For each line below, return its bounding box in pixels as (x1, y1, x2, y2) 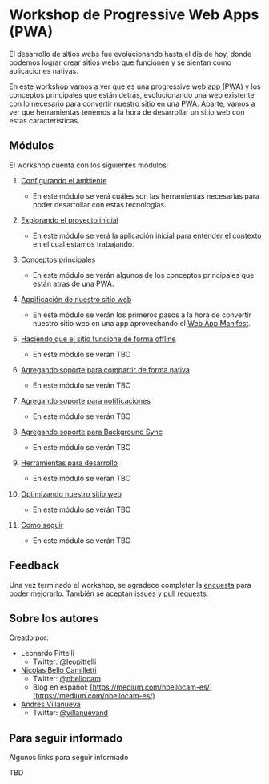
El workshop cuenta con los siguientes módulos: (9, 160, 169, 170)
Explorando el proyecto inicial (20, 215, 118, 225)
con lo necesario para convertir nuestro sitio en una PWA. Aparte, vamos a (9, 99, 255, 108)
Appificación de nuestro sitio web (20, 294, 132, 304)
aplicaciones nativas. (9, 66, 78, 75)
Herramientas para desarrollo (20, 458, 118, 468)
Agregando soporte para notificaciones (20, 396, 151, 405)
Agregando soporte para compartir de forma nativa (20, 364, 191, 374)
